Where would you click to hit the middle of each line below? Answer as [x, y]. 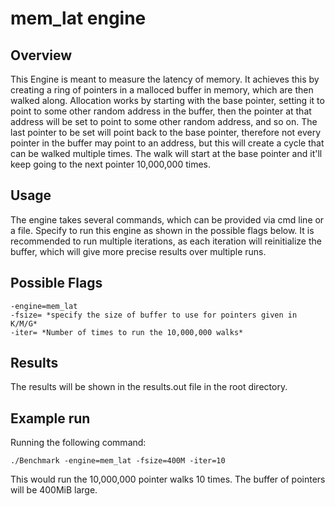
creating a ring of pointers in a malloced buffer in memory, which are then [162, 90]
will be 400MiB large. [54, 490]
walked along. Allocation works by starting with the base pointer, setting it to [167, 100]
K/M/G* [24, 323]
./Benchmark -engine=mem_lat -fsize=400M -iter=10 [118, 461]
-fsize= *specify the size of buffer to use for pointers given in [154, 315]
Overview [41, 55]
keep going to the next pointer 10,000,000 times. [111, 164]
